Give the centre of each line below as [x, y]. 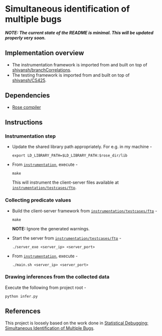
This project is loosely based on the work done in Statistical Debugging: [77, 323]
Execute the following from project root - [46, 288]
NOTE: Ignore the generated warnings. [51, 228]
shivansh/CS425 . [29, 80]
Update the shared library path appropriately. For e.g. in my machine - [82, 147]
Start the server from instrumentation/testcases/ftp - [67, 238]
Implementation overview [44, 53]
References [23, 311]
